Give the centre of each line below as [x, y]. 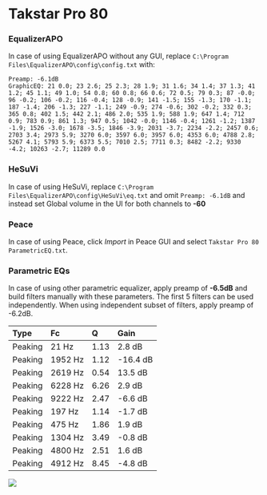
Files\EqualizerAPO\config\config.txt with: [82, 65]
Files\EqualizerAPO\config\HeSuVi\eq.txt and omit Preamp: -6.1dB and [127, 195]
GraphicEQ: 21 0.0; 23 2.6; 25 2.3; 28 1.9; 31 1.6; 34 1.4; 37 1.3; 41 [132, 86]
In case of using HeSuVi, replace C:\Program [81, 186]
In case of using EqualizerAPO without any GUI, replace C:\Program [119, 56]
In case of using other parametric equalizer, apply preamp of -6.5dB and [128, 288]
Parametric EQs [39, 271]
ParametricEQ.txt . [38, 250]
